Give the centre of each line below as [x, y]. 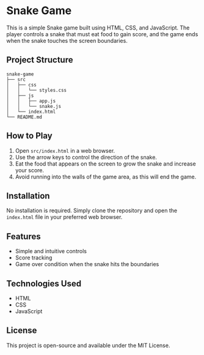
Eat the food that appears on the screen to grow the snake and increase [106, 164]
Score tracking [34, 258]
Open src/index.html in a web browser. [65, 150]
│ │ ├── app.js [31, 101]
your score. [30, 170]
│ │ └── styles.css [37, 90]
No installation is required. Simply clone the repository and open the [92, 211]
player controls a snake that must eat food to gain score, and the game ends [102, 34]
